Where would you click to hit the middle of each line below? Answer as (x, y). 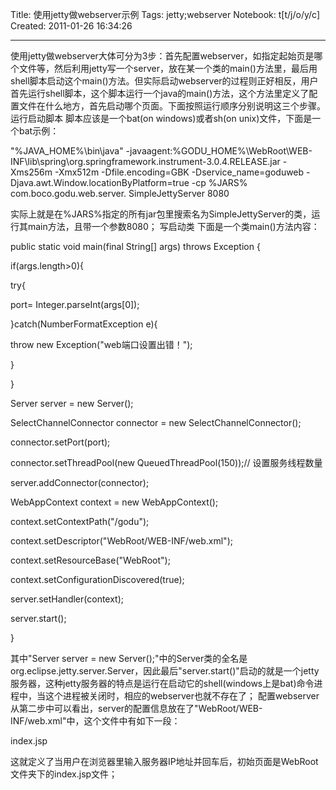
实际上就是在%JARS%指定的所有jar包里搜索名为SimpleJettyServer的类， (161, 214)
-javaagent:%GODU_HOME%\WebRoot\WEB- (219, 151)
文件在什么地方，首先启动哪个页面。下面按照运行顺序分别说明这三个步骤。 (172, 106)
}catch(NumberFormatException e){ (84, 324)
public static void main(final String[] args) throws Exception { (135, 246)
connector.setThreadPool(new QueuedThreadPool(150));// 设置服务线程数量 (166, 462)
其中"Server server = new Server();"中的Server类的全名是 (129, 658)
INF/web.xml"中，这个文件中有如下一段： (95, 721)
